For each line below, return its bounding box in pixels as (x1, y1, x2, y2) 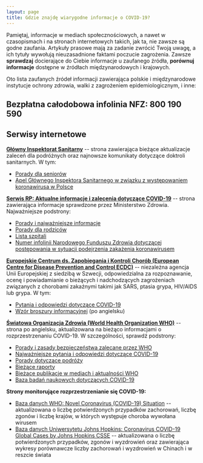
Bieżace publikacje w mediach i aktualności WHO (15, 370, 139, 377)
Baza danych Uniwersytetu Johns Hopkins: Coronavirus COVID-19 (15, 425, 181, 433)
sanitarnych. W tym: (6, 158, 56, 166)
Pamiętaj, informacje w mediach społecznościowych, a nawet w (6, 31, 165, 38)
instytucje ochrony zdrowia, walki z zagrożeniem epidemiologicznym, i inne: (6, 81, 196, 89)
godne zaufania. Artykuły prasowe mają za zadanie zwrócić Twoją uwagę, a (6, 44, 196, 52)
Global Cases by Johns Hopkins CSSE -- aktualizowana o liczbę (15, 431, 175, 439)
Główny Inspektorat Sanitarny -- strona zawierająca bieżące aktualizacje (6, 145, 191, 152)
